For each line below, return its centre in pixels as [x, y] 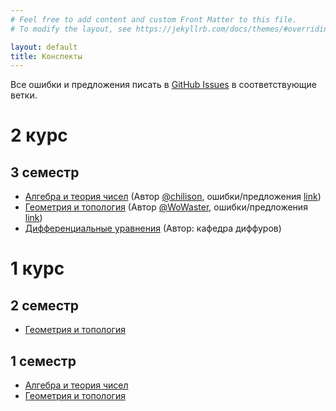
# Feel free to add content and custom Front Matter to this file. [154, 19]
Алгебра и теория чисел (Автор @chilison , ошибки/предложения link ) [173, 197]
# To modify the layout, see [71, 29]
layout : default [44, 47]
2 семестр [45, 305]
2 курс [39, 135]
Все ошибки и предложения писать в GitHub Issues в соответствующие [163, 85]
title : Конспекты [46, 56]
